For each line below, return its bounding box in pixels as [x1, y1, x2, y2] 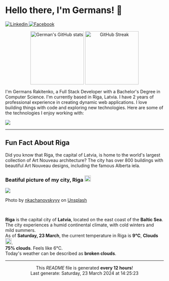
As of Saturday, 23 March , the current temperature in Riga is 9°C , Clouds [5, 233, 158, 239]
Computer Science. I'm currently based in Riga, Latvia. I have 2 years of [5, 94, 154, 100]
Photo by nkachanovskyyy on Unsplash [5, 197, 87, 203]
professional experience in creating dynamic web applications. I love [5, 99, 147, 105]
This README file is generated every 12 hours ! [36, 265, 133, 271]
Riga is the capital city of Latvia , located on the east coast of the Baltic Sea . [5, 217, 163, 223]
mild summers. [5, 227, 36, 233]
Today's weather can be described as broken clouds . [5, 250, 117, 256]
